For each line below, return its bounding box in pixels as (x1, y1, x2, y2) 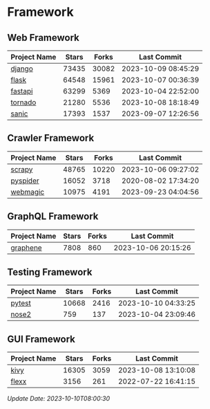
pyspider (10, 176, 39, 185)
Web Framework (7, 32, 79, 44)
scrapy (10, 164, 33, 174)
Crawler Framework (7, 132, 95, 144)
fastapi (10, 87, 33, 96)
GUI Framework (7, 333, 76, 345)
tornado (10, 98, 37, 107)
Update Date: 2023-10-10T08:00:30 (7, 394, 111, 403)
